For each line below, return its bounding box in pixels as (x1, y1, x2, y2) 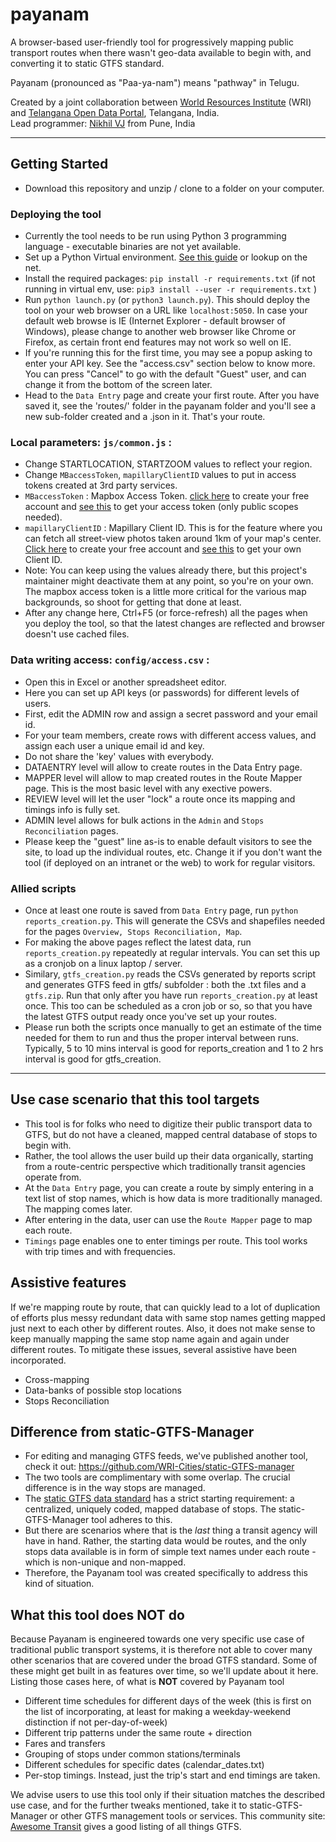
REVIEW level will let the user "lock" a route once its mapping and (24, 793, 296, 805)
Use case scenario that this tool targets (10, 1091, 260, 1108)
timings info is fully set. (24, 803, 121, 815)
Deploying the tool (10, 207, 102, 221)
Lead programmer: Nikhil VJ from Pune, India (10, 117, 196, 129)
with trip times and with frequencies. (24, 1245, 176, 1257)
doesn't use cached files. (24, 628, 130, 640)
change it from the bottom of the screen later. (24, 379, 213, 391)
